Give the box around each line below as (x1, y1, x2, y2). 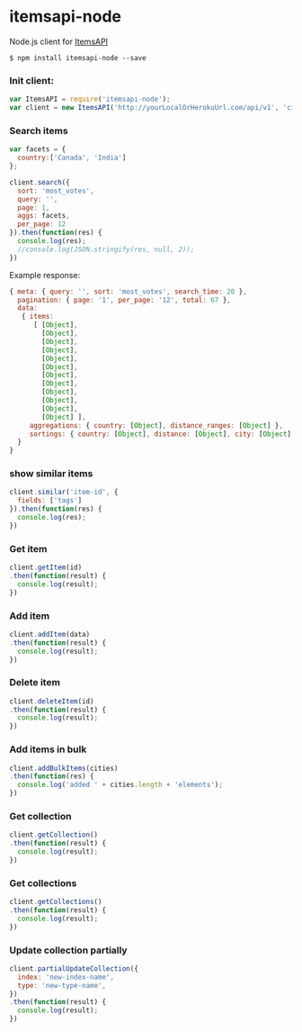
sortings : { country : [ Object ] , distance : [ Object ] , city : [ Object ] (29, 430, 292, 439)
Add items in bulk (9, 743, 87, 756)
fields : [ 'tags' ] (17, 496, 83, 505)
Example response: (9, 269, 81, 280)
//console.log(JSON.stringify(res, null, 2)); (17, 245, 195, 254)
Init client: (9, 74, 54, 86)
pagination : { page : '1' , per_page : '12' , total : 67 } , (17, 295, 231, 304)
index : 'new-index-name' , (17, 973, 115, 982)
